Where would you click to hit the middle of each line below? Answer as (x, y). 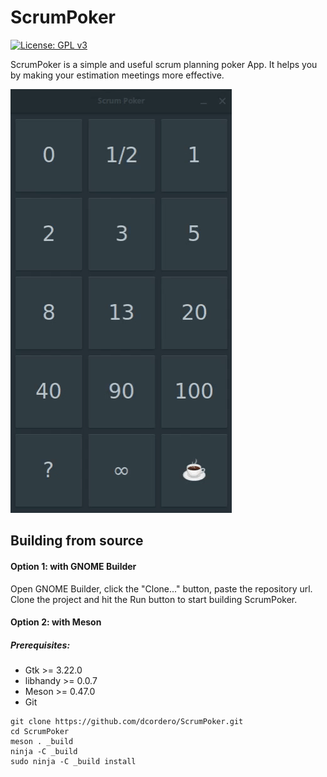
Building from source (77, 541)
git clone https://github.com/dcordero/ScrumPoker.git (127, 722)
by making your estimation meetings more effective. (117, 75)
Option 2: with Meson (56, 622)
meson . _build (42, 742)
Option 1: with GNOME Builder (73, 566)
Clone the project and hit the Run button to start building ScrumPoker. (154, 599)
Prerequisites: (40, 645)
